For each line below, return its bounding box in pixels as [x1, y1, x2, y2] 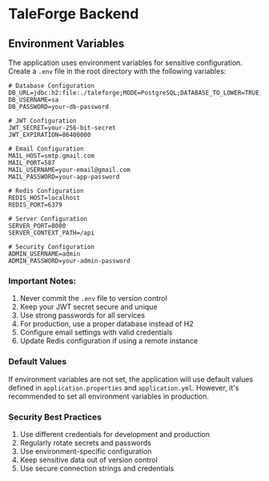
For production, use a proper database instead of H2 [19, 319, 194, 329]
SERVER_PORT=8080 [8, 222, 66, 230]
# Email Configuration [8, 145, 84, 153]
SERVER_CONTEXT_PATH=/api [8, 229, 94, 237]
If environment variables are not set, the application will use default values [8, 374, 254, 384]
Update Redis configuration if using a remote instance [19, 336, 199, 346]
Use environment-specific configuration [19, 446, 152, 456]
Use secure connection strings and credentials [19, 463, 175, 473]
